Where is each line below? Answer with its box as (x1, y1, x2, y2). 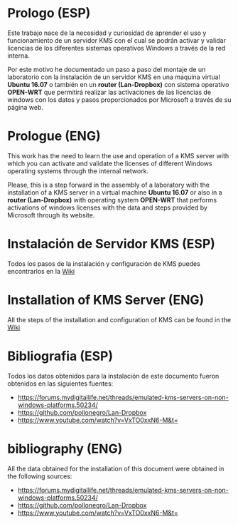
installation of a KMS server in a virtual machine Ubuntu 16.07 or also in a (7, 187, 222, 197)
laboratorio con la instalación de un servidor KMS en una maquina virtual (7, 73, 220, 81)
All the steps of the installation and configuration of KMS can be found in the (7, 315, 232, 324)
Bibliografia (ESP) (7, 348, 114, 364)
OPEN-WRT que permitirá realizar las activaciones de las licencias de (7, 88, 212, 96)
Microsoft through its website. (7, 210, 95, 219)
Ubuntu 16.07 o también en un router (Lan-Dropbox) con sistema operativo (7, 80, 229, 88)
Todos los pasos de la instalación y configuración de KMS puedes (7, 259, 200, 268)
